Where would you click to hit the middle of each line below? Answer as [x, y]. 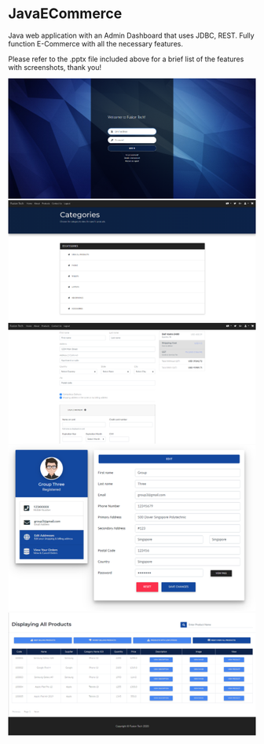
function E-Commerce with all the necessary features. [95, 43]
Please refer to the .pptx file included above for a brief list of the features [126, 59]
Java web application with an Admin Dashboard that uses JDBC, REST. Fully [131, 35]
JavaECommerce [65, 14]
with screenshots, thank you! [55, 67]
